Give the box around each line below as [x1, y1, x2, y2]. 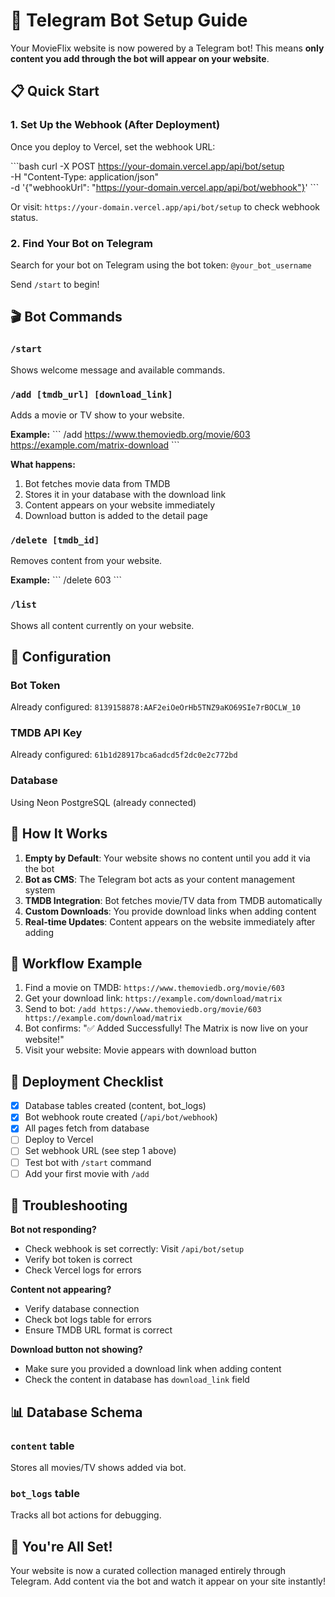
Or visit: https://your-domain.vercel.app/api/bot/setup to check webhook [10, 200, 320, 213]
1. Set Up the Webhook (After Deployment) [10, 118, 221, 132]
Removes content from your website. [10, 555, 163, 567]
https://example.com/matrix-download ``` [10, 439, 180, 451]
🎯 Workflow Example [10, 955, 143, 972]
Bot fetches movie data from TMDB [24, 477, 171, 489]
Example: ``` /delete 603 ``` [10, 574, 123, 586]
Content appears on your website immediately [24, 499, 216, 511]
